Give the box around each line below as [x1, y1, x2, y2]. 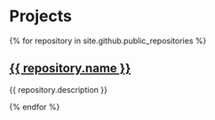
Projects [9, 6, 73, 26]
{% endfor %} [9, 101, 60, 112]
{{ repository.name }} [9, 61, 131, 76]
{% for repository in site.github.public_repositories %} [9, 35, 207, 46]
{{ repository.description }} [9, 84, 108, 94]
